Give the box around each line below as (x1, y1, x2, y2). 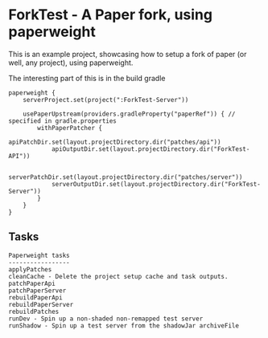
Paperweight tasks (8, 251, 70, 259)
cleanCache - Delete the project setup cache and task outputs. (8, 272, 229, 280)
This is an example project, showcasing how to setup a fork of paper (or (8, 49, 247, 59)
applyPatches (8, 265, 52, 274)
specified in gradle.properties (8, 116, 117, 125)
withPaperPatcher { (37, 124, 103, 132)
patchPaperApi (8, 279, 56, 287)
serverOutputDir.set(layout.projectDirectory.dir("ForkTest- (51, 180, 262, 188)
